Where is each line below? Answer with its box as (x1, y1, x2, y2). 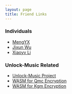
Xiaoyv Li (12, 49, 31, 55)
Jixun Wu (12, 44, 32, 50)
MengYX (12, 39, 30, 45)
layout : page (5, 7, 32, 12)
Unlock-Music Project (12, 73, 56, 79)
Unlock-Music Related (5, 62, 59, 69)
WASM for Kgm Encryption (12, 83, 67, 89)
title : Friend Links (5, 12, 48, 17)
